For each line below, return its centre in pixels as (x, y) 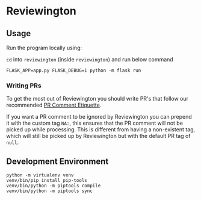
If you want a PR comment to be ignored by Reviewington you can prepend (99, 117)
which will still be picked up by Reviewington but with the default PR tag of (98, 136)
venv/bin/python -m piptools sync (50, 191)
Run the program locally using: (44, 48)
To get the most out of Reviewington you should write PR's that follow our (97, 99)
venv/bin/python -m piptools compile (54, 186)
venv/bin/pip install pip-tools (47, 181)
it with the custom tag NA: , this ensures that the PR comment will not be (95, 123)
